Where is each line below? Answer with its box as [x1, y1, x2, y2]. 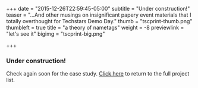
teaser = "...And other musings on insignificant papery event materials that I [6, 11, 191, 18]
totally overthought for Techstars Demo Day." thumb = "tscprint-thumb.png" [6, 18, 193, 24]
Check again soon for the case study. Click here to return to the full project [6, 70, 190, 77]
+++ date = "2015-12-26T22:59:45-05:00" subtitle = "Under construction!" [6, 5, 190, 12]
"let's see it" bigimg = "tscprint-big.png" [6, 30, 105, 37]
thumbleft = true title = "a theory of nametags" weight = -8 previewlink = [6, 24, 184, 31]
